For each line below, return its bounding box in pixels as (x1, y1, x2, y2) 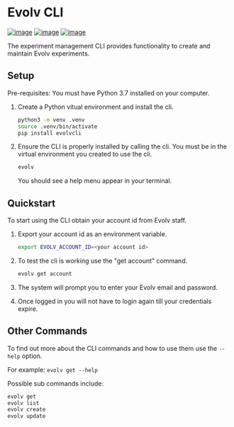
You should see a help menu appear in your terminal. (17, 176, 172, 185)
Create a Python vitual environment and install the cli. (17, 102, 174, 111)
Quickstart (7, 197, 56, 209)
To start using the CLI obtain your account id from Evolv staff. (7, 216, 187, 225)
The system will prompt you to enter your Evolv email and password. (17, 283, 218, 292)
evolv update (7, 413, 46, 420)
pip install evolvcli (17, 130, 82, 137)
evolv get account (17, 270, 72, 278)
